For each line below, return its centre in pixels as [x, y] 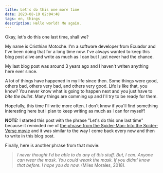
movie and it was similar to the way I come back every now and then [86, 131]
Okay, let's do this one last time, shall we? [47, 37]
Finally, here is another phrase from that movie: [52, 145]
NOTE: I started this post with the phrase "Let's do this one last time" [74, 120]
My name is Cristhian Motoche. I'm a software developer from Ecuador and [80, 46]
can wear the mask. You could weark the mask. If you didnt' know [83, 160]
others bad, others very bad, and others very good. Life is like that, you [76, 86]
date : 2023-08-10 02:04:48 [32, 14]
